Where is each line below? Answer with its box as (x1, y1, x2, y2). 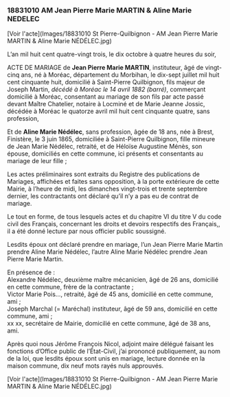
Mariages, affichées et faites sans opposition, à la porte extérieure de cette (7, 178, 220, 186)
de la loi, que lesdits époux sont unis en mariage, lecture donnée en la (7, 354, 205, 363)
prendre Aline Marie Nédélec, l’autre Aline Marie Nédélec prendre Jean (7, 248, 208, 256)
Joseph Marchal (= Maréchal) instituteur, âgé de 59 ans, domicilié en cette (7, 304, 218, 313)
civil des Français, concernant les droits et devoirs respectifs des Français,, (7, 220, 221, 228)
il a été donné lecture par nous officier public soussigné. (7, 227, 167, 235)
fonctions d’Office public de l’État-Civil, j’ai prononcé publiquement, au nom (7, 347, 221, 355)
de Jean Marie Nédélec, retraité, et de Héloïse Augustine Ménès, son (7, 143, 203, 151)
